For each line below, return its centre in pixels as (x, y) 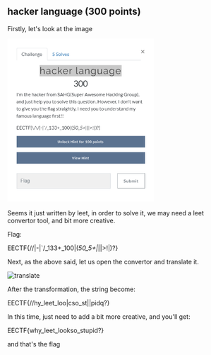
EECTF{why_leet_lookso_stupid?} (56, 331)
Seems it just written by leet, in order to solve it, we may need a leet (106, 213)
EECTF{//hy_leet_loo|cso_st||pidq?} (59, 303)
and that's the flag (34, 344)
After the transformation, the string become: (72, 289)
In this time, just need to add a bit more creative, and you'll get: (99, 317)
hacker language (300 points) (74, 12)
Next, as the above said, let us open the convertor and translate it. (103, 262)
